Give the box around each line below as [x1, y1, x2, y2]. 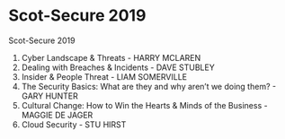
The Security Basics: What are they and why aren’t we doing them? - [21, 81, 276, 91]
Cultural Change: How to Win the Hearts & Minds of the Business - [21, 100, 268, 110]
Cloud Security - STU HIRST [21, 118, 127, 130]
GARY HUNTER [21, 91, 78, 101]
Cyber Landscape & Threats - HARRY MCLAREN [21, 52, 201, 63]
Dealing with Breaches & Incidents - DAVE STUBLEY [21, 62, 215, 73]
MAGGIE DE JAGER [21, 109, 94, 120]
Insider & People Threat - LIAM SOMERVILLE [21, 71, 188, 82]
